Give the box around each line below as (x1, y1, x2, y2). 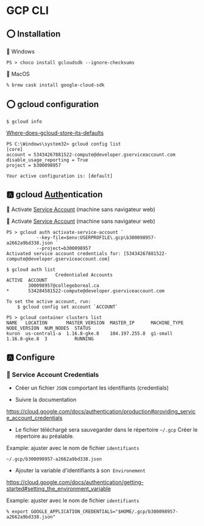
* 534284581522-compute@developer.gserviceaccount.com (6, 287, 165, 294)
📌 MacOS (6, 71, 30, 77)
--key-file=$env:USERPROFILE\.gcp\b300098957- (36, 234, 157, 240)
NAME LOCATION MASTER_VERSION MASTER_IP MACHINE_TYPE (6, 320, 184, 326)
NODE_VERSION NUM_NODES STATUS (6, 325, 91, 331)
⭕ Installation (6, 29, 61, 39)
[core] (6, 146, 23, 152)
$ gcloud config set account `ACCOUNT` (17, 304, 119, 310)
